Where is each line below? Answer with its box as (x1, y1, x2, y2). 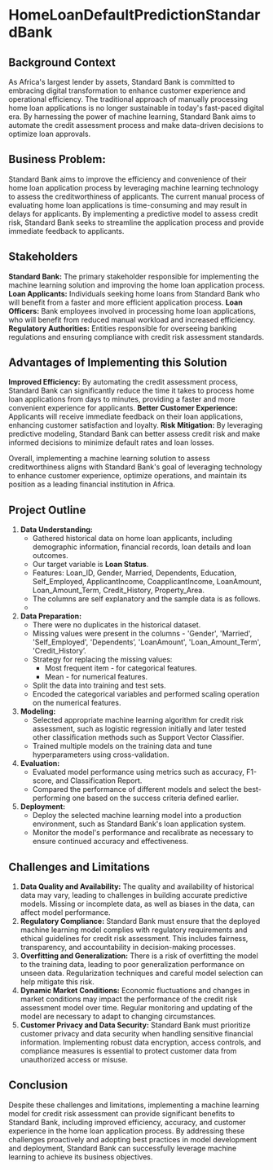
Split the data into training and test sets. (32, 680, 166, 690)
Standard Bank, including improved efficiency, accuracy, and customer (8, 1117, 246, 1127)
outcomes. (32, 551, 68, 561)
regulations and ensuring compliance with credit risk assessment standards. (8, 332, 265, 341)
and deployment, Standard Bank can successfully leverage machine (8, 1143, 237, 1153)
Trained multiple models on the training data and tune (32, 741, 213, 751)
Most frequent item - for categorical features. (44, 663, 197, 673)
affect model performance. (20, 908, 111, 917)
